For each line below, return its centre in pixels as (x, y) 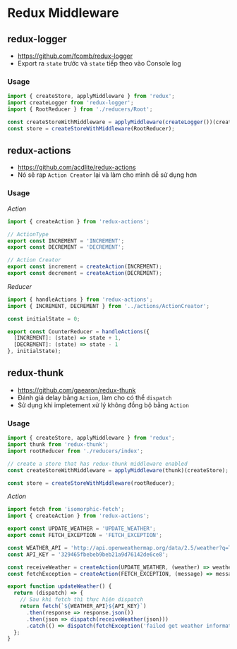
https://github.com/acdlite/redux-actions (77, 168)
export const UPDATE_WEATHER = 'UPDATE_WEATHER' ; (82, 529)
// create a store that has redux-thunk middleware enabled (98, 464)
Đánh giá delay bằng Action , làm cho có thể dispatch (95, 397)
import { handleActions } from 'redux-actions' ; (80, 299)
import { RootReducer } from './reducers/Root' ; (80, 110)
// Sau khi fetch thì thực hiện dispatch (81, 600)
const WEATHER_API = (38, 548)
